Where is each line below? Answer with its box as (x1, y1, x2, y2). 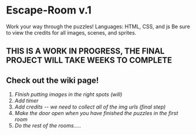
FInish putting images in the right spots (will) (14, 91, 123, 98)
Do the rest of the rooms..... (14, 122, 82, 129)
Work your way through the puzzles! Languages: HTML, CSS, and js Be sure (6, 23, 191, 30)
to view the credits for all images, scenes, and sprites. (6, 29, 137, 36)
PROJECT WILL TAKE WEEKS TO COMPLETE (6, 55, 172, 65)
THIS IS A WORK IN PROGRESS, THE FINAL (6, 46, 165, 56)
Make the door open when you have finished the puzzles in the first (14, 110, 178, 117)
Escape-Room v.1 (6, 4, 92, 17)
